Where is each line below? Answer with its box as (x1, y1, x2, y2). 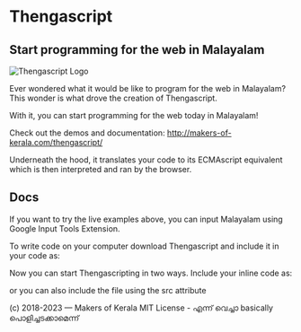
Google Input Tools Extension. (9, 223, 120, 234)
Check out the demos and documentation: (9, 127, 165, 138)
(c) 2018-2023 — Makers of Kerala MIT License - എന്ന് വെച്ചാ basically (9, 302, 274, 313)
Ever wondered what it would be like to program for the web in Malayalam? (9, 83, 286, 93)
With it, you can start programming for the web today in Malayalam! (9, 110, 259, 120)
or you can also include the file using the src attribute (9, 284, 207, 295)
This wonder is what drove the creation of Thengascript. (9, 92, 217, 103)
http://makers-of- (166, 127, 232, 138)
